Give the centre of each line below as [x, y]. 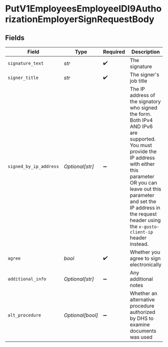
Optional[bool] [81, 315]
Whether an [143, 293]
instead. [139, 244]
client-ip [141, 232]
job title [138, 81]
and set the [143, 201]
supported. [143, 139]
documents [143, 331]
